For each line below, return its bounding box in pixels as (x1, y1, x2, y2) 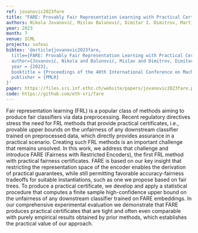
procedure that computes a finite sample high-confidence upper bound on (6, 188, 187, 195)
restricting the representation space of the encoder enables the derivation (6, 163, 186, 170)
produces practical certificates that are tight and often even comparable (6, 207, 181, 214)
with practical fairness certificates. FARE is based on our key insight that (6, 157, 181, 164)
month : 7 (6, 31, 28, 37)
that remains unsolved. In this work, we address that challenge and (6, 145, 169, 152)
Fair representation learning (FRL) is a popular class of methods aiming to (6, 107, 184, 114)
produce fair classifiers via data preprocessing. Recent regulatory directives (6, 113, 190, 120)
